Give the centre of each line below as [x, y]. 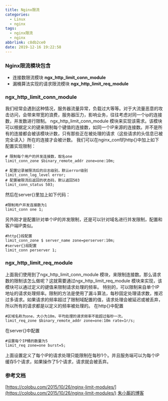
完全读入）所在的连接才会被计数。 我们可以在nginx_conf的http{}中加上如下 [82, 140]
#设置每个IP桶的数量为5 [26, 341]
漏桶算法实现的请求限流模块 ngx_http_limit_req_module [70, 84]
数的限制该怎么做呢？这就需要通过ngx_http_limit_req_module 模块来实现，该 [84, 281]
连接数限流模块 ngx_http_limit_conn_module [59, 77]
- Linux [18, 19]
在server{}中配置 [22, 330]
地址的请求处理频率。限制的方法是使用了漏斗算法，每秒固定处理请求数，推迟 [84, 293]
